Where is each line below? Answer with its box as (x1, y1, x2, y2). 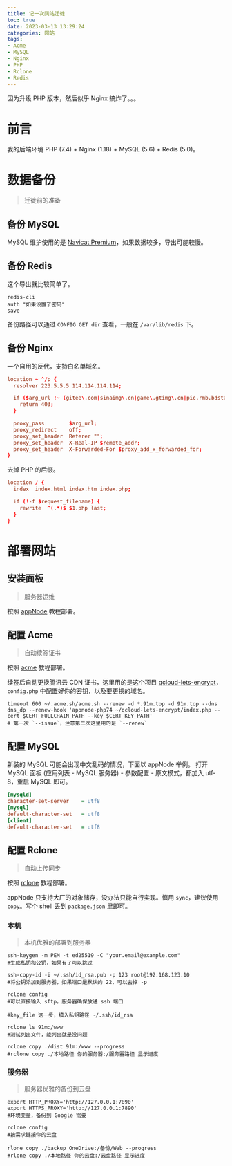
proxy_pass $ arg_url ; (13, 420, 97, 427)
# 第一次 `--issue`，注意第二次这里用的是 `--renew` (7, 720, 147, 727)
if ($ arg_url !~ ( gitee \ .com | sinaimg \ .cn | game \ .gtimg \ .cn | (13, 395, 187, 402)
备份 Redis (7, 260, 52, 272)
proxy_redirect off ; (13, 426, 81, 433)
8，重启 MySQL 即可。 (7, 777, 72, 786)
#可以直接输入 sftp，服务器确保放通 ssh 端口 (7, 998, 124, 1005)
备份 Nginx (7, 342, 54, 354)
